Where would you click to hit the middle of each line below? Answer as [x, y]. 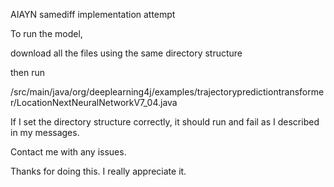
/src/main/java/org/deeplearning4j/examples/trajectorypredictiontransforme [167, 92]
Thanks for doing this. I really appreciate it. [98, 171]
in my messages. [45, 132]
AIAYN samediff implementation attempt [93, 14]
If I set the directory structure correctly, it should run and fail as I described [165, 122]
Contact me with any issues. [68, 152]
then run [28, 72]
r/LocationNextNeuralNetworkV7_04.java [94, 102]
